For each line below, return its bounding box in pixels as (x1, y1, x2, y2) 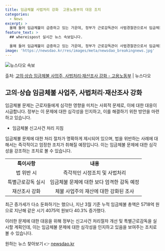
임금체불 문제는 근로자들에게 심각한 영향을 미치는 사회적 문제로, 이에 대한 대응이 (5, 102, 157, 108)
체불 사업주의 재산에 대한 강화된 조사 (55, 188, 134, 195)
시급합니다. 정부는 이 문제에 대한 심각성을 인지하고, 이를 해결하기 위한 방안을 (5, 109, 151, 115)
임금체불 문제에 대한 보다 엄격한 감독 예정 (50, 179, 139, 186)
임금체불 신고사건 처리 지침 (12, 125, 64, 131)
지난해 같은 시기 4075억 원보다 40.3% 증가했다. (14, 208, 106, 214)
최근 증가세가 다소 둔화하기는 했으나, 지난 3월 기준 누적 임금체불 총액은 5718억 (5, 201, 155, 207)
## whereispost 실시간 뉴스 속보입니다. (9, 35, 83, 40)
